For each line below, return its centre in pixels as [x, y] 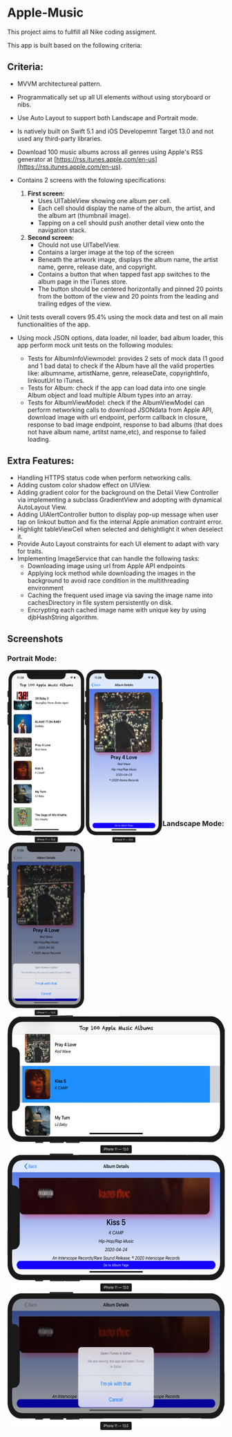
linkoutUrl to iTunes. [56, 380]
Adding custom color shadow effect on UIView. [84, 485]
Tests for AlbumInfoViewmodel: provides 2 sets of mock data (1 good [126, 358]
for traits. [30, 551]
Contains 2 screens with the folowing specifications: [92, 180]
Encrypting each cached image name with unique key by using [117, 610]
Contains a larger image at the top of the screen [106, 252]
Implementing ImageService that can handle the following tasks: [108, 558]
